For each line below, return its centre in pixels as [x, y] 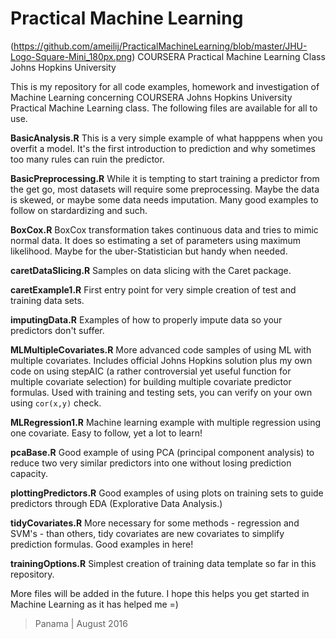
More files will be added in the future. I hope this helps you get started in [160, 593]
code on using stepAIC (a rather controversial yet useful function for [151, 371]
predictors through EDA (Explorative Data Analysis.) [116, 503]
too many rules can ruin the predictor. [87, 159]
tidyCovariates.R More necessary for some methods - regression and [155, 523]
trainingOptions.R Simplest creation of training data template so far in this [163, 563]
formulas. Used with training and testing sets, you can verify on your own [161, 392]
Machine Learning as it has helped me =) [94, 604]
